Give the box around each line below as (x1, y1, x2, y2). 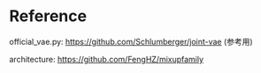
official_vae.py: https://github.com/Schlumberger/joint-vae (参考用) (9, 36, 254, 47)
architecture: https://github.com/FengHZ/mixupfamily (9, 54, 204, 64)
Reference (9, 6, 87, 26)
